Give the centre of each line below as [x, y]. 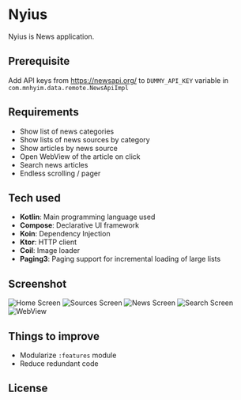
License [28, 389]
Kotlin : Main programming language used [87, 217]
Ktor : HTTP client [48, 242]
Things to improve [54, 336]
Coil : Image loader [50, 251]
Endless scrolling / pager [60, 173]
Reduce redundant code [59, 364]
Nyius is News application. [51, 36]
